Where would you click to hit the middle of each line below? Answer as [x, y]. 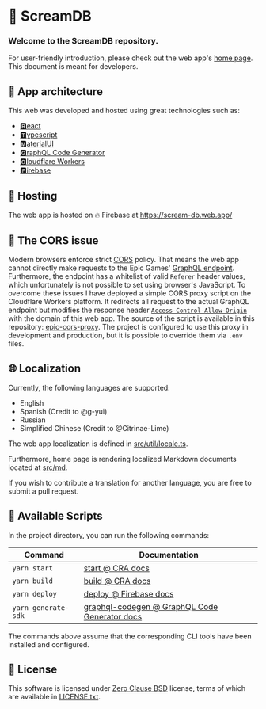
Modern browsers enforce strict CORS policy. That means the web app [123, 259]
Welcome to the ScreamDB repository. [83, 41]
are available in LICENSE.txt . [55, 697]
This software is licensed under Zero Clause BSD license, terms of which [127, 688]
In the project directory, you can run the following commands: [109, 535]
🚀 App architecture [55, 91]
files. [16, 343]
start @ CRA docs [117, 568]
